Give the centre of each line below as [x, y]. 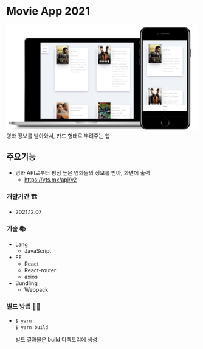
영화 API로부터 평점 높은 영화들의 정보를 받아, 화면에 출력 [82, 172]
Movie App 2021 [48, 11]
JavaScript [38, 251]
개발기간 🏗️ [22, 196]
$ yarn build [32, 327]
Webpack [36, 290]
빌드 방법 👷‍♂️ [23, 307]
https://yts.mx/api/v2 [50, 179]
